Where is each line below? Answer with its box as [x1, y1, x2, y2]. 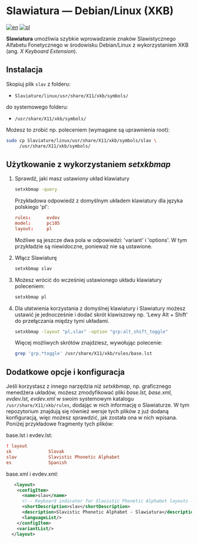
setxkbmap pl [14, 294, 47, 300]
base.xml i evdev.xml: [6, 470, 59, 477]
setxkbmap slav [14, 266, 52, 271]
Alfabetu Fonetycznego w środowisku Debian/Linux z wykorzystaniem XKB [6, 41, 189, 48]
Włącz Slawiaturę [14, 254, 57, 261]
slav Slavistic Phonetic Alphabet [6, 454, 120, 460]
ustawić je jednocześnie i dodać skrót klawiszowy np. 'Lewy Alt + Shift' [14, 311, 188, 318]
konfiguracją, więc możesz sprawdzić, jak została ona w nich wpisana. [6, 414, 178, 421]
